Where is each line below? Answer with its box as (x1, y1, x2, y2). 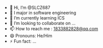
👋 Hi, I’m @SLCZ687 (9, 5, 51, 10)
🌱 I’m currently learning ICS (9, 15, 65, 21)
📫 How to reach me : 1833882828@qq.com (9, 26, 99, 31)
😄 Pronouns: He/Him (9, 33, 52, 39)
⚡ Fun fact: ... (9, 38, 36, 44)
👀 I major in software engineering (9, 10, 76, 16)
